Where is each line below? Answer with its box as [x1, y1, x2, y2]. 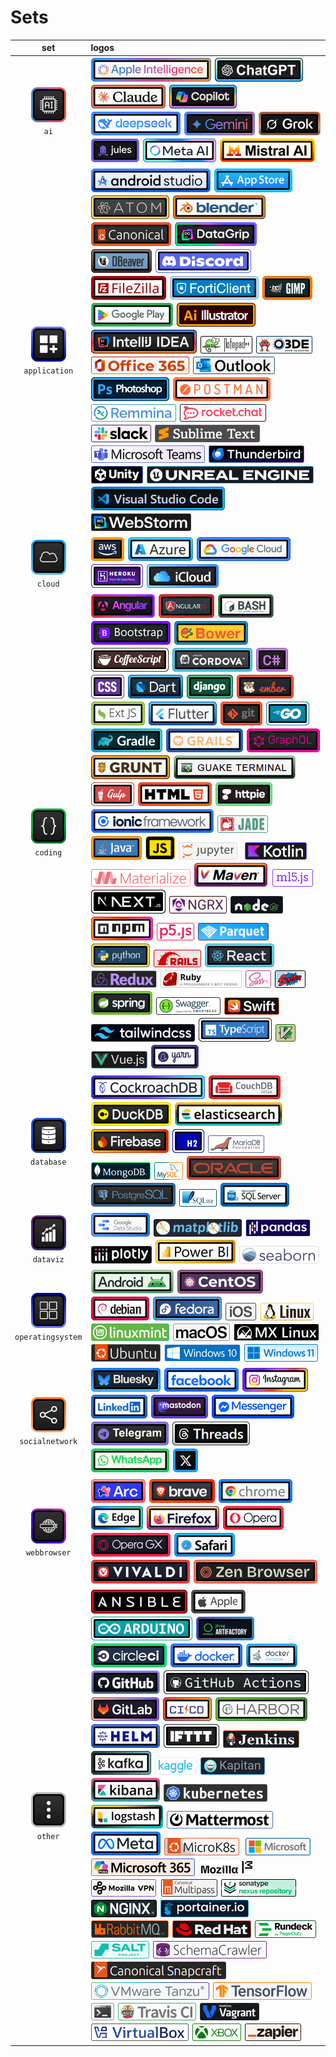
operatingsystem [14, 1332, 83, 1343]
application [23, 366, 74, 376]
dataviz [32, 1254, 65, 1265]
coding [34, 848, 63, 858]
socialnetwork [19, 1437, 78, 1447]
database [30, 1157, 67, 1168]
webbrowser [25, 1547, 72, 1558]
